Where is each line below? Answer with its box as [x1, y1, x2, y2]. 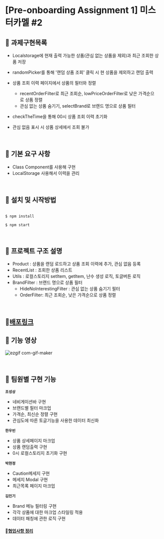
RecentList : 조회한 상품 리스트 [12, 267, 73, 273]
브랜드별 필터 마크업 [12, 405, 51, 411]
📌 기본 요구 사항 [5, 150, 51, 158]
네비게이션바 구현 [12, 399, 46, 405]
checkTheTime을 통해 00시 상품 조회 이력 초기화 [12, 114, 108, 120]
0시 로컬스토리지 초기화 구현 [12, 450, 68, 456]
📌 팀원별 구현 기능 [5, 375, 56, 384]
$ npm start [5, 222, 30, 227]
